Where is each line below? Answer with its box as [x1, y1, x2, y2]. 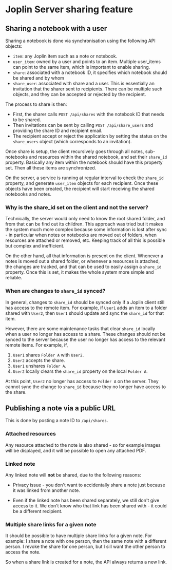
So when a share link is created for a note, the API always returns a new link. [5, 559, 167, 565]
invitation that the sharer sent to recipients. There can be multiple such [12, 86, 163, 92]
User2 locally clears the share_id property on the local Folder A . [12, 368, 148, 374]
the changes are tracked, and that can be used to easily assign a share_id [5, 263, 162, 270]
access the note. [5, 549, 41, 555]
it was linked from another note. [12, 487, 81, 493]
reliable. [5, 275, 23, 281]
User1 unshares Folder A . [12, 363, 67, 369]
